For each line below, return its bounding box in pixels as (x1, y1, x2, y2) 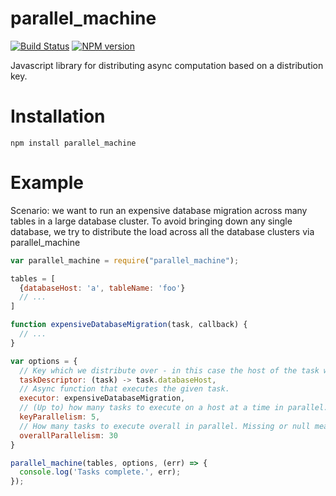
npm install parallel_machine (10, 138, 137, 148)
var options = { (10, 356, 78, 366)
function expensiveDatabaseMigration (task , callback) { (10, 320, 248, 330)
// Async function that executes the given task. (19, 384, 230, 394)
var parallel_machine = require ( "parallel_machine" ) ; (10, 255, 240, 266)
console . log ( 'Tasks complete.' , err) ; (19, 467, 182, 477)
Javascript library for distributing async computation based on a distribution (10, 59, 324, 71)
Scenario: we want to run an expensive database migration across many (10, 204, 308, 216)
